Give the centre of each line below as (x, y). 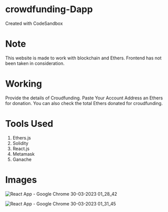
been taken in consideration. (35, 63)
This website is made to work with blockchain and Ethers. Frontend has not (83, 58)
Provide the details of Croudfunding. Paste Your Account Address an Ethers (84, 98)
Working (24, 84)
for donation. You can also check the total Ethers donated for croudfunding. (84, 103)
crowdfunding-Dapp (49, 9)
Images (21, 180)
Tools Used (29, 124)
